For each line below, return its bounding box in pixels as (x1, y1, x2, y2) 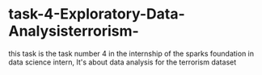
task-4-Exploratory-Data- (8, 5, 186, 23)
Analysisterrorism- (8, 22, 139, 40)
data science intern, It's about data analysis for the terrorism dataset (8, 57, 237, 67)
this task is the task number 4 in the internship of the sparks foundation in (8, 48, 255, 58)
